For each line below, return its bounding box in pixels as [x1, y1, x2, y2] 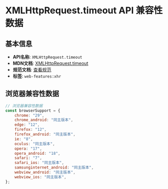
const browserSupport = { [5, 108, 60, 113]
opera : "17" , [14, 146, 42, 151]
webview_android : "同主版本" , [14, 170, 76, 175]
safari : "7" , [14, 155, 42, 161]
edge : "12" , [14, 122, 40, 128]
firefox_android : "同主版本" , [14, 132, 76, 137]
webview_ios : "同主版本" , [14, 174, 66, 179]
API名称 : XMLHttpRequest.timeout [12, 54, 83, 60]
